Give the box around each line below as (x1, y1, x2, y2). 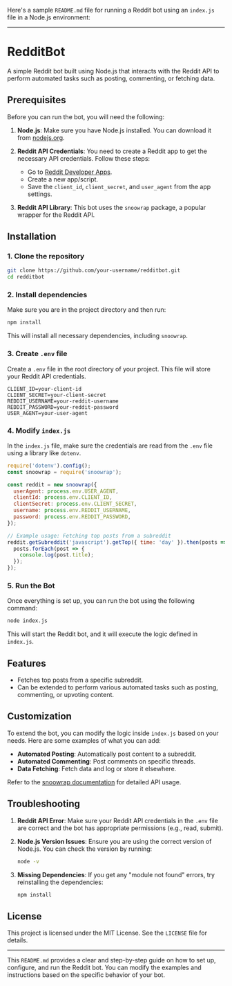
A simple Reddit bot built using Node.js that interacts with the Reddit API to (7, 67, 220, 75)
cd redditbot (7, 274, 45, 281)
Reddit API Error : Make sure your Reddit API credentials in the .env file (17, 816, 219, 825)
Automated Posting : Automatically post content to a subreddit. (17, 750, 197, 758)
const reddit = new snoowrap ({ (7, 481, 97, 488)
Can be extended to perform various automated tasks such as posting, (17, 683, 219, 692)
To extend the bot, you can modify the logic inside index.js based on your (7, 729, 219, 737)
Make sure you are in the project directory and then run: (7, 306, 166, 314)
